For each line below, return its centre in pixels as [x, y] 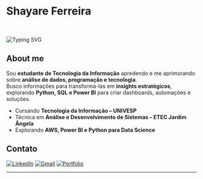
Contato [22, 149]
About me [25, 59]
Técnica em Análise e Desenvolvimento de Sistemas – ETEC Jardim [101, 117]
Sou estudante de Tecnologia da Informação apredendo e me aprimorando [101, 73]
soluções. [18, 99]
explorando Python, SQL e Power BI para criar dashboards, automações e [98, 93]
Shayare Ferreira [49, 11]
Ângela [24, 123]
